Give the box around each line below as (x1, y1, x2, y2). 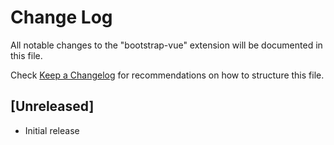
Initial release (24, 124, 80, 136)
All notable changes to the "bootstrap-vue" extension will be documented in (10, 39, 323, 51)
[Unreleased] (10, 98, 95, 115)
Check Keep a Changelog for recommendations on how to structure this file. (10, 69, 325, 81)
